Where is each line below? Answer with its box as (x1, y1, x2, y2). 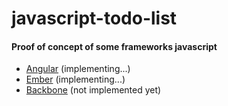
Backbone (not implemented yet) (25, 84, 162, 96)
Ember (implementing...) (25, 73, 126, 86)
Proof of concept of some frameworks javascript (11, 40, 218, 52)
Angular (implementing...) (25, 63, 131, 75)
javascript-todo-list (11, 7, 178, 30)
